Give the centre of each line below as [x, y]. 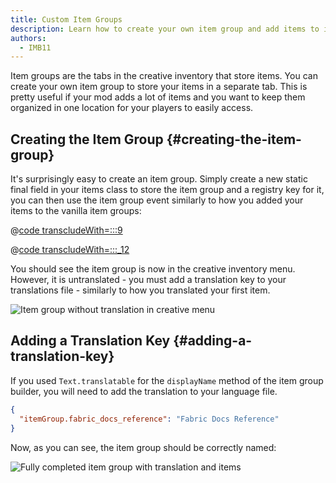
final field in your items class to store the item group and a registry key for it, [167, 190]
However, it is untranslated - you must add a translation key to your [148, 280]
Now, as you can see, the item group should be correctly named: [143, 447]
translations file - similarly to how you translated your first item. [140, 290]
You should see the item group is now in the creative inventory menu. [153, 269]
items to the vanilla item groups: [76, 211]
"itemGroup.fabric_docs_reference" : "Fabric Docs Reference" [149, 419]
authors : [28, 38]
